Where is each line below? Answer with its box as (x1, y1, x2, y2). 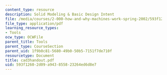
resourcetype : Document (5, 53, 55, 58)
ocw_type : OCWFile (5, 35, 43, 40)
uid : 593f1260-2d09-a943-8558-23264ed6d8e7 (5, 62, 97, 67)
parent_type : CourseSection (5, 44, 64, 49)
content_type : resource (5, 7, 55, 12)
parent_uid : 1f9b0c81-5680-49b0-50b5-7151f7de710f (5, 48, 112, 53)
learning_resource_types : (5, 26, 59, 31)
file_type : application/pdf (5, 21, 64, 26)
